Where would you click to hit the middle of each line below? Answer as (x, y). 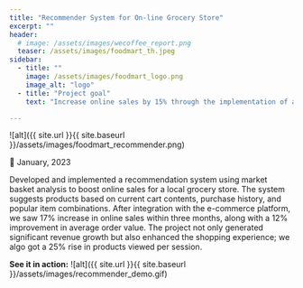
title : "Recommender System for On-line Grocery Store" (116, 18)
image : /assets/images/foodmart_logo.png (104, 77)
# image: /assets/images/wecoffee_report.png (105, 43)
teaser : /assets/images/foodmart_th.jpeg (96, 51)
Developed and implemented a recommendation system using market (138, 180)
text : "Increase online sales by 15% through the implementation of (157, 102)
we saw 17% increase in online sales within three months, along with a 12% (149, 218)
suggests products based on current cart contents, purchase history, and (145, 199)
